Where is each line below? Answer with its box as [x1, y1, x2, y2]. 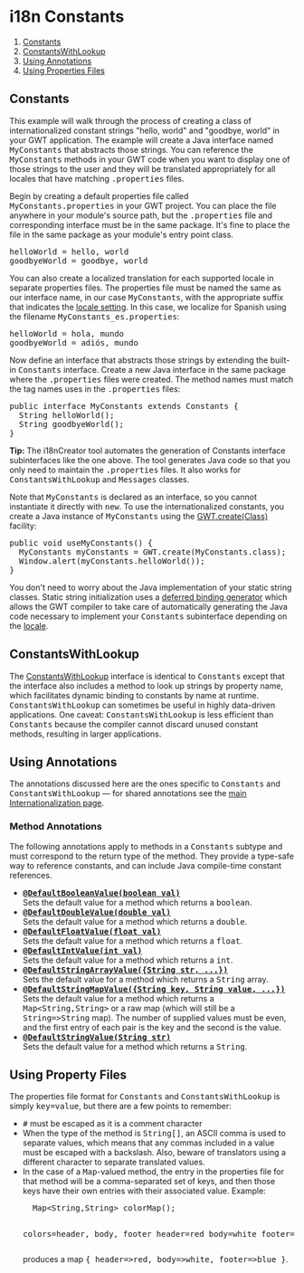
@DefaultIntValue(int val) [22, 945, 143, 955]
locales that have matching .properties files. [9, 173, 185, 184]
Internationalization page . [9, 798, 105, 809]
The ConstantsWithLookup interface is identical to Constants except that [9, 670, 285, 681]
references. [9, 869, 52, 880]
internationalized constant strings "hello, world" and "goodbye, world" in [9, 125, 280, 136]
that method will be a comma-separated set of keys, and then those [22, 1176, 276, 1187]
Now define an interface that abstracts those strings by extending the [9, 355, 269, 366]
